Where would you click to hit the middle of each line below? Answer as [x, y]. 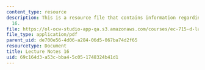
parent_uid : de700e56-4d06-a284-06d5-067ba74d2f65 [72, 40]
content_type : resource [37, 12]
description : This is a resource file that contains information [91, 18]
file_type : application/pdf [42, 35]
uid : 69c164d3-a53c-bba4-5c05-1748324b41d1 [63, 57]
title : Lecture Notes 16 [38, 52]
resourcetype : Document [37, 46]
